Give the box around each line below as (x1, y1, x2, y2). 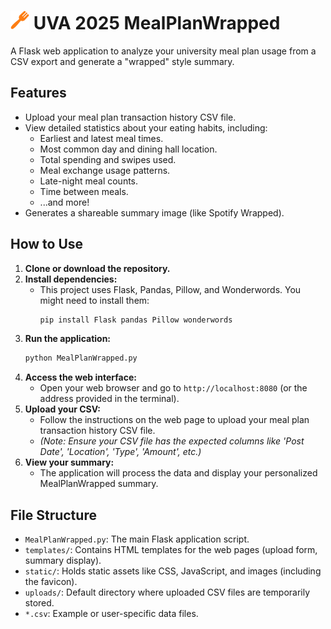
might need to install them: (39, 294, 150, 306)
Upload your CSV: (24, 403, 101, 415)
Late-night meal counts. (39, 175, 139, 187)
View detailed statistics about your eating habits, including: (24, 121, 268, 134)
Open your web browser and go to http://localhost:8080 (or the (39, 382, 308, 394)
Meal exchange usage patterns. (39, 164, 171, 176)
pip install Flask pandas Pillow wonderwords (39, 315, 233, 325)
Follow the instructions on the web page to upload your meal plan (39, 414, 310, 426)
